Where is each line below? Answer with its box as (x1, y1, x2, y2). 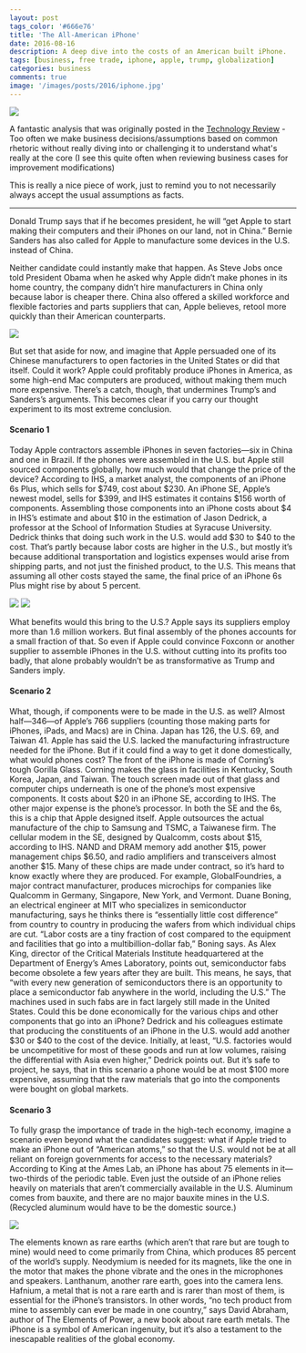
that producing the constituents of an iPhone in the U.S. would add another (9, 1026, 291, 1037)
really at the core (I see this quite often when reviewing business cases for (9, 152, 289, 163)
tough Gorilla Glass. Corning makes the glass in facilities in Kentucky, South (9, 764, 293, 775)
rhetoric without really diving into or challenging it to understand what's (9, 142, 278, 153)
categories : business (9, 65, 92, 74)
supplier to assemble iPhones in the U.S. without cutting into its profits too (9, 645, 287, 656)
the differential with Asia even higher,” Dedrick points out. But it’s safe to (9, 1054, 280, 1066)
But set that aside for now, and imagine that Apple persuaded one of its (9, 345, 277, 356)
